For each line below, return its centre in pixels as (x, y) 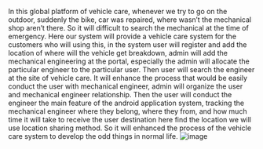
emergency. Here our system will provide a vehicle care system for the (122, 36)
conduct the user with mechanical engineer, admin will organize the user (126, 86)
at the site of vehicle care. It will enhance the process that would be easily (128, 78)
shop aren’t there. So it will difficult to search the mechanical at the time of (128, 28)
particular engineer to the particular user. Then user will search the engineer (131, 69)
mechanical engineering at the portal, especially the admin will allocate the (129, 61)
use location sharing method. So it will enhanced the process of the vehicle (130, 128)
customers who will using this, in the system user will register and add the (128, 45)
